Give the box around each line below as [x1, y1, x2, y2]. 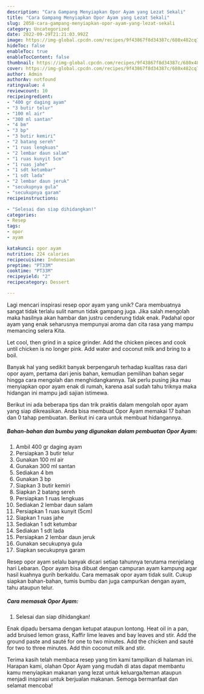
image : [7, 37, 24, 43]
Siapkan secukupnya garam [15, 546, 85, 553]
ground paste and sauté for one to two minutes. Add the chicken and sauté [7, 638, 194, 645]
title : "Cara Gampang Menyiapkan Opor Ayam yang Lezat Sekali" [7, 15, 170, 21]
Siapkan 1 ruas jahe [15, 514, 64, 521]
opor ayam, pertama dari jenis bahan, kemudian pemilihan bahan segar [7, 370, 184, 377]
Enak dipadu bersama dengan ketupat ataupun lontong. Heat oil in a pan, [7, 625, 189, 632]
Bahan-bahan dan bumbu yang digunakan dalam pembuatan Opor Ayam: [7, 427, 198, 435]
